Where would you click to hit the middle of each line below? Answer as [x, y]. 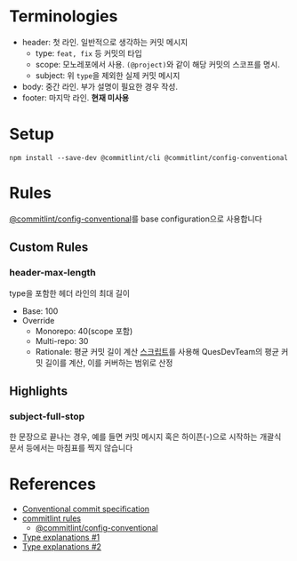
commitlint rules [52, 518]
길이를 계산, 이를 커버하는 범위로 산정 [109, 363]
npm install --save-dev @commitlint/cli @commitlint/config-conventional [149, 157]
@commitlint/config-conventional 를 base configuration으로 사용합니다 [136, 219]
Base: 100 [40, 311]
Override [38, 320]
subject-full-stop [47, 416]
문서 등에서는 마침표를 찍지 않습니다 [71, 448]
